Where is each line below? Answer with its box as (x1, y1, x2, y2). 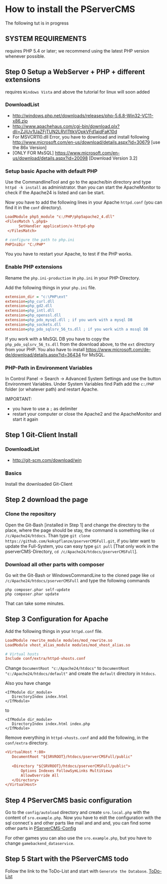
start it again (12, 416, 38, 422)
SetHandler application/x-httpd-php (18, 224, 95, 229)
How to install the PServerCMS (5, 4, 136, 15)
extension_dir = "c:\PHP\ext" (5, 294, 68, 299)
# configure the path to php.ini (5, 237, 75, 242)
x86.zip (12, 118, 28, 124)
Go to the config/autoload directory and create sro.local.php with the (5, 809, 150, 815)
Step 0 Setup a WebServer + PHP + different (5, 68, 145, 76)
